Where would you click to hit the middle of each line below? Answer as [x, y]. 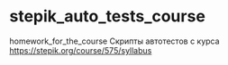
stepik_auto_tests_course [107, 16]
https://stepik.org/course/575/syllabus [81, 50]
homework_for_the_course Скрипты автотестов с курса [114, 41]
